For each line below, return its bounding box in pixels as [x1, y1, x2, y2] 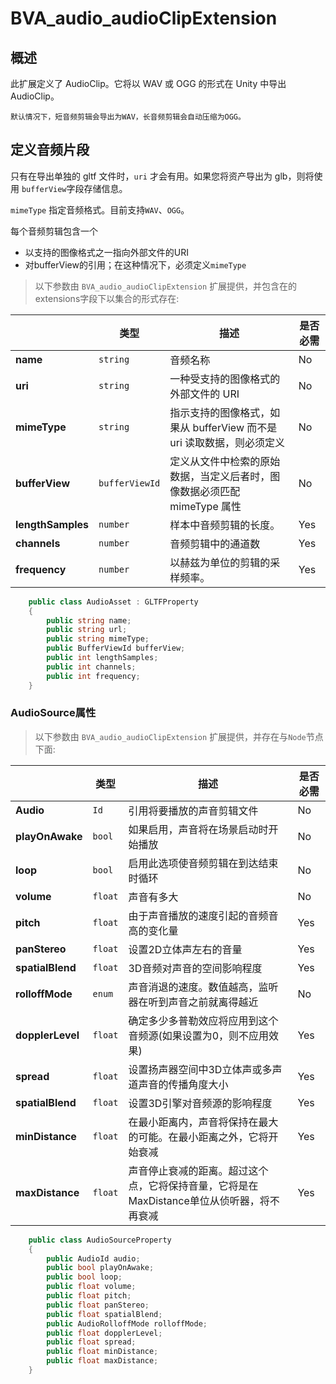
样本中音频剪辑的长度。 [169, 518, 281, 532]
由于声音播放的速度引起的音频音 [128, 908, 279, 922]
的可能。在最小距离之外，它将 [128, 1130, 269, 1144]
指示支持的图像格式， [169, 405, 271, 419]
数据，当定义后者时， [169, 469, 271, 483]
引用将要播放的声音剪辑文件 [128, 803, 259, 817]
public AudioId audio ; [46, 1253, 141, 1264]
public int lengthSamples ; [46, 653, 159, 663]
